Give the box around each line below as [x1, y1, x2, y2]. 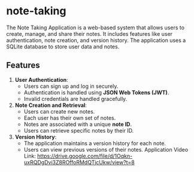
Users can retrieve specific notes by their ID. [23, 127, 134, 134]
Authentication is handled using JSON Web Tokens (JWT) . [23, 88, 169, 96]
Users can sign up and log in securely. [23, 82, 119, 90]
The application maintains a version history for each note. [23, 139, 166, 147]
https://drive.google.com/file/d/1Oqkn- [37, 152, 133, 159]
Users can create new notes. [23, 107, 95, 115]
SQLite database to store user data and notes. [6, 43, 120, 50]
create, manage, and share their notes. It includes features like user [6, 30, 172, 37]
